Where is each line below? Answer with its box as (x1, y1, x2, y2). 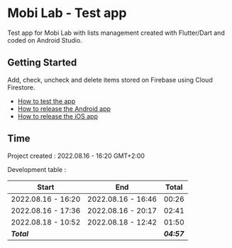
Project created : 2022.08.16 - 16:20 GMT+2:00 (7, 151, 145, 160)
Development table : (7, 165, 66, 173)
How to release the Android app (17, 104, 111, 113)
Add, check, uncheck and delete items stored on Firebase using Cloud (7, 75, 213, 84)
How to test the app (17, 97, 76, 105)
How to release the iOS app (17, 112, 98, 120)
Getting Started (7, 57, 77, 69)
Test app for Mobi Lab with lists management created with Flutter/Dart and (7, 28, 225, 37)
